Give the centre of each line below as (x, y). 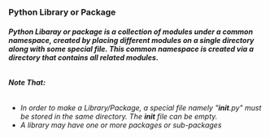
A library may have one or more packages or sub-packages (121, 125)
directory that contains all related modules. (83, 57)
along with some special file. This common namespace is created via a (131, 49)
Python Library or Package (62, 12)
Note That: (27, 83)
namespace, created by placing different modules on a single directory (131, 40)
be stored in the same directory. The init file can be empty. (119, 116)
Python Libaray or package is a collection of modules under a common (131, 32)
